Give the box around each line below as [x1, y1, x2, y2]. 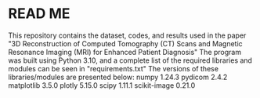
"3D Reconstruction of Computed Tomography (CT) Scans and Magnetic [8, 38, 243, 48]
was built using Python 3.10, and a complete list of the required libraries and [8, 56, 253, 65]
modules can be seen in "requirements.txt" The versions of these [8, 64, 219, 73]
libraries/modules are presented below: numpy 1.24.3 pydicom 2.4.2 [8, 72, 228, 82]
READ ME [8, 5, 70, 23]
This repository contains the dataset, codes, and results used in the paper [8, 31, 247, 40]
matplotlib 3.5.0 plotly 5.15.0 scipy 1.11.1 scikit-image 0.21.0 [8, 80, 196, 90]
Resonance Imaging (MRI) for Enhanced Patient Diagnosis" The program [8, 47, 241, 56]
